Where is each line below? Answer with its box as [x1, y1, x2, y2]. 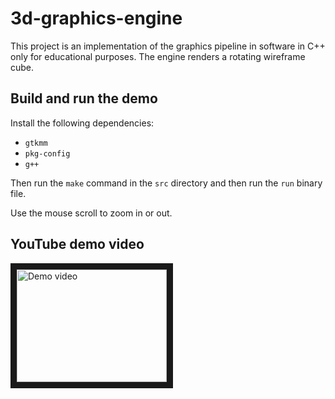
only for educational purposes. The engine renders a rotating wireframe [10, 50, 306, 62]
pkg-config [24, 148, 71, 159]
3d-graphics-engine [10, 7, 183, 30]
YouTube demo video [10, 236, 145, 253]
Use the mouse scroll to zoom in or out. [10, 207, 173, 219]
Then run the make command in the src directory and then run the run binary [10, 177, 323, 189]
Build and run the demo [10, 90, 158, 107]
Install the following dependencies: [10, 117, 155, 129]
